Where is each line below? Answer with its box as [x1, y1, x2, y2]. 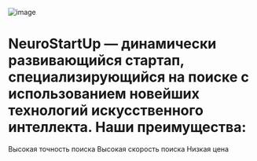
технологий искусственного [8, 102, 204, 119]
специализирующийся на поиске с [8, 68, 249, 86]
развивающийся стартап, [8, 52, 185, 70]
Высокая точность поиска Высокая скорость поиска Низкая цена [8, 144, 229, 153]
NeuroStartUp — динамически [8, 35, 217, 53]
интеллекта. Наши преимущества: [8, 119, 247, 137]
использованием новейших [8, 85, 200, 103]
